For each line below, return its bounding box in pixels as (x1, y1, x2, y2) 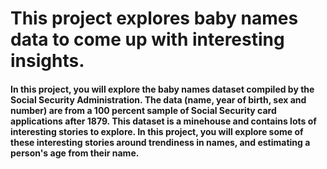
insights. (10, 50, 85, 72)
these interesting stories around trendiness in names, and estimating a (10, 136, 311, 148)
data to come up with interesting (10, 28, 285, 51)
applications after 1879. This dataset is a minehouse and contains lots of (10, 115, 317, 127)
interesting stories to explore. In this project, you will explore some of (10, 125, 304, 137)
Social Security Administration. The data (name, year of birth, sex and (10, 93, 307, 106)
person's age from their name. (10, 147, 140, 159)
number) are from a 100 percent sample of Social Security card (10, 104, 277, 116)
